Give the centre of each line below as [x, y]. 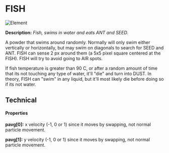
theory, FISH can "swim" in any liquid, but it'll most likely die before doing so [84, 79]
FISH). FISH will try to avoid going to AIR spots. [54, 58]
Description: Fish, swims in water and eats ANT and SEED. [67, 32]
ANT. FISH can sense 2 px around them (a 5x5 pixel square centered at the [83, 53]
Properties [17, 113]
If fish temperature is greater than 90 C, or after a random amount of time [81, 68]
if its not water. [21, 84]
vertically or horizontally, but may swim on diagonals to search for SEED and [84, 47]
